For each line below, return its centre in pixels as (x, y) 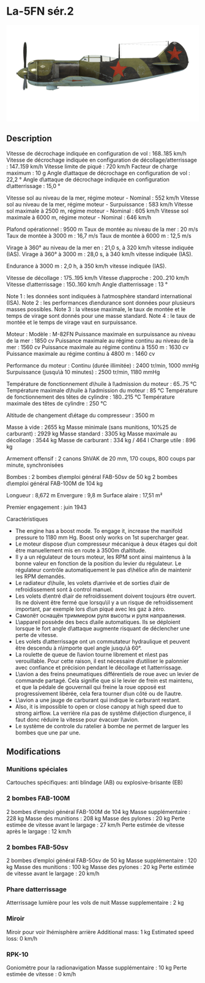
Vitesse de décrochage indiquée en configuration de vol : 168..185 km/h (96, 153)
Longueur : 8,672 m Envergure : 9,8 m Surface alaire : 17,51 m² (84, 495)
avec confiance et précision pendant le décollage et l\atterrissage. (99, 667)
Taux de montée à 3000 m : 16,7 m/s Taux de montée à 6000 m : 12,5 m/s (99, 235)
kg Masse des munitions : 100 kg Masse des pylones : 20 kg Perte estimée (100, 867)
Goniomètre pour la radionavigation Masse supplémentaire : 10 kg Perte (97, 967)
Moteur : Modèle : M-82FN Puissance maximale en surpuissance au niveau (101, 334)
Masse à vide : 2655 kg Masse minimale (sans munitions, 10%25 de (92, 427)
